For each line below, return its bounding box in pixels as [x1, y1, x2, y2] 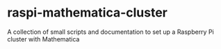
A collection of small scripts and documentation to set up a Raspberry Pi [7, 28, 214, 36]
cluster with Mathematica [7, 35, 80, 43]
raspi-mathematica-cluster [7, 5, 168, 21]
